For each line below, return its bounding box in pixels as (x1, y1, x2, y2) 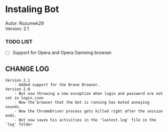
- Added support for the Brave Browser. (14, 82, 100, 88)
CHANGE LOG (5, 64, 49, 73)
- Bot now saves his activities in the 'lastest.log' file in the (14, 117, 156, 123)
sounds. (5, 104, 22, 109)
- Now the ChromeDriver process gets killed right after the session (14, 109, 163, 114)
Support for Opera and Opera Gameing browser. (12, 49, 113, 56)
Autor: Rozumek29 (5, 20, 44, 26)
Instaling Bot (5, 4, 59, 15)
